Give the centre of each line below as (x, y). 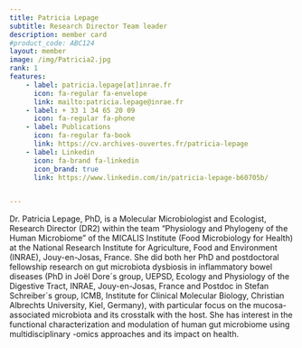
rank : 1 (24, 69)
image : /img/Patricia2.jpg (60, 60)
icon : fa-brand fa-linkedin (86, 160)
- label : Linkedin (60, 152)
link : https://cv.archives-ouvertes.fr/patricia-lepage (141, 144)
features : (28, 77)
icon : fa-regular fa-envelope (90, 93)
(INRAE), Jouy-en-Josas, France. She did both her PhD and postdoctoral (144, 258)
